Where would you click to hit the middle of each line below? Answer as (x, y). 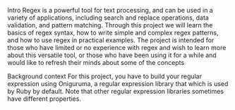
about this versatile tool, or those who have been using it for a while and (112, 55)
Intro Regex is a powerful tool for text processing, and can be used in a (110, 10)
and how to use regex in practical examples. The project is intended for (111, 40)
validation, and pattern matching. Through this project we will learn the (110, 25)
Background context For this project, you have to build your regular (105, 76)
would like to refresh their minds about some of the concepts (96, 62)
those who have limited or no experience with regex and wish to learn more (117, 48)
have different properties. (44, 99)
